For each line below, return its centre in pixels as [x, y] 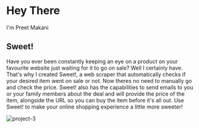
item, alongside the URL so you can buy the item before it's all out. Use [95, 100]
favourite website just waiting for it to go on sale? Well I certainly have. [95, 68]
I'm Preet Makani [27, 27]
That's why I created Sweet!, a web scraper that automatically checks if [96, 74]
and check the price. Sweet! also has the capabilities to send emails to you [100, 87]
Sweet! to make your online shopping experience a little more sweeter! [95, 107]
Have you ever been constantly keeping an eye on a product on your [92, 61]
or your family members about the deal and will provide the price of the [96, 94]
